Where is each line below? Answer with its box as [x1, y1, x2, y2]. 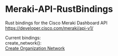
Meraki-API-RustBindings [5, 3, 113, 15]
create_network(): [5, 40, 42, 46]
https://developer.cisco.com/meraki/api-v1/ [5, 25, 94, 31]
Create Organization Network [5, 45, 65, 51]
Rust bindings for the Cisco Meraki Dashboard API [5, 20, 108, 26]
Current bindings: [5, 35, 41, 41]
